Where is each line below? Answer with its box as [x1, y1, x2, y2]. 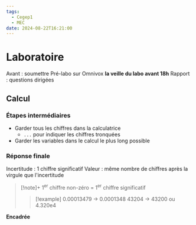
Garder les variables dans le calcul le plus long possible [14, 137, 151, 144]
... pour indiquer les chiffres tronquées [23, 131, 121, 138]
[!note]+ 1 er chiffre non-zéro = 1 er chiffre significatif [20, 183, 146, 191]
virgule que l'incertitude [6, 172, 64, 179]
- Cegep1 [11, 14, 33, 20]
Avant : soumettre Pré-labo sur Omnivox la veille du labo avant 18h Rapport [6, 70, 190, 77]
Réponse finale [6, 152, 50, 160]
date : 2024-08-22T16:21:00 [6, 25, 73, 31]
